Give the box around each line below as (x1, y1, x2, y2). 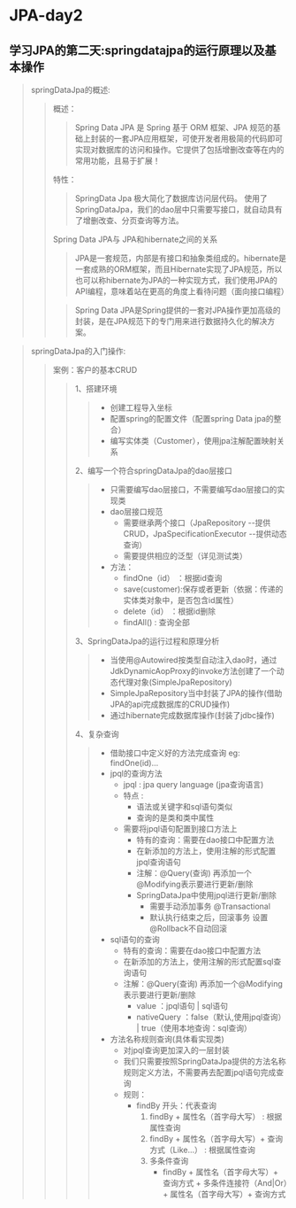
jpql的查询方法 (110, 768, 163, 778)
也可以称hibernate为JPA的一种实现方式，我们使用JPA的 (74, 275, 278, 285)
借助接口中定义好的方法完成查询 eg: (110, 747, 240, 758)
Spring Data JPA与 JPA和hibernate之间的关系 (52, 234, 218, 244)
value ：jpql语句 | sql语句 (136, 1001, 228, 1011)
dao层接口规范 (110, 507, 163, 516)
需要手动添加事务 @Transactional (149, 901, 271, 911)
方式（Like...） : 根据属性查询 (149, 1144, 256, 1155)
